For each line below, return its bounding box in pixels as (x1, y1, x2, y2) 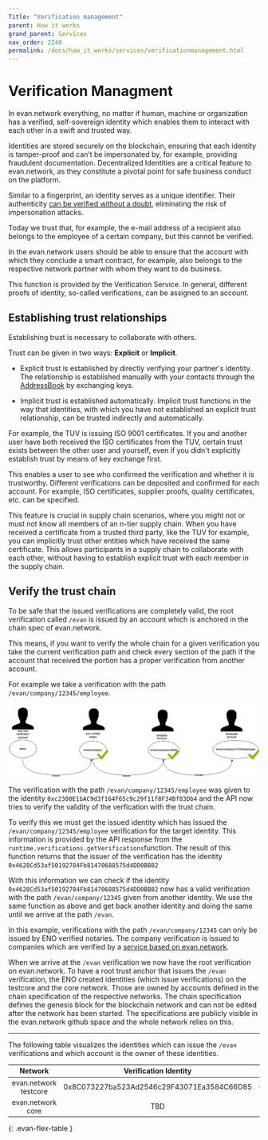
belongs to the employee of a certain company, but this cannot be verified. (8, 232, 254, 242)
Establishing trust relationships (8, 311, 167, 325)
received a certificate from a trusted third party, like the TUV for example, (8, 527, 250, 537)
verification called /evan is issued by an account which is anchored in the (8, 614, 249, 624)
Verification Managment (8, 82, 173, 100)
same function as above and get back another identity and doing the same (8, 901, 253, 910)
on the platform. (8, 175, 61, 185)
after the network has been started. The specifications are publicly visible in (8, 1008, 258, 1018)
